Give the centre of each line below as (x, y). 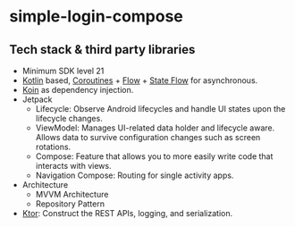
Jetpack (37, 99)
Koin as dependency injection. (78, 90)
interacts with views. (73, 166)
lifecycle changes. (69, 118)
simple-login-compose (96, 17)
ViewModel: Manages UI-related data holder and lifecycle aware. (155, 128)
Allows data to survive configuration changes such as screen (148, 137)
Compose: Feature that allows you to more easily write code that (154, 156)
